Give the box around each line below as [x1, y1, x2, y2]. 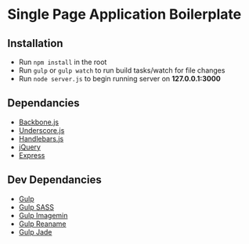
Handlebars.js [18, 134, 64, 143]
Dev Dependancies [7, 174, 103, 187]
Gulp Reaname [18, 219, 67, 228]
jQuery [18, 142, 41, 152]
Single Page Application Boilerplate [7, 5, 242, 23]
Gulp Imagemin [18, 210, 68, 220]
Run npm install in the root [18, 57, 107, 66]
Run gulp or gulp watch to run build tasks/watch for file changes [18, 66, 226, 75]
